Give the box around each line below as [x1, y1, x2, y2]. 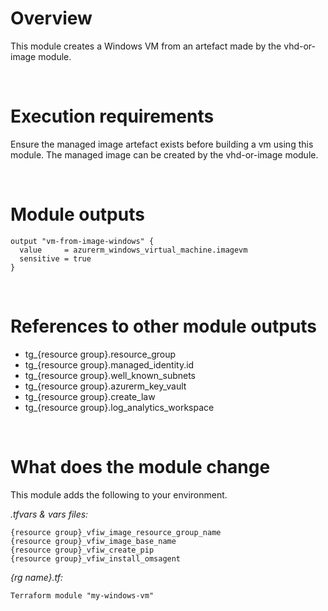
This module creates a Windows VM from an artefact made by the [10, 40, 282, 52]
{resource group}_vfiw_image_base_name [10, 536, 177, 546]
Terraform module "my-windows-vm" [10, 590, 155, 601]
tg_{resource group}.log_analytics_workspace [24, 401, 215, 413]
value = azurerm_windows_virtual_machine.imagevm [19, 245, 248, 255]
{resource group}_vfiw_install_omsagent [10, 553, 182, 564]
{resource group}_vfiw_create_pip [10, 545, 155, 555]
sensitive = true [19, 253, 92, 264]
